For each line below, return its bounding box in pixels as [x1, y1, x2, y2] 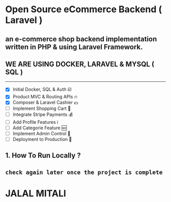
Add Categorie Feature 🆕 [12, 125, 67, 131]
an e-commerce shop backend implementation [5, 35, 157, 43]
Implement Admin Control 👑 [12, 130, 71, 136]
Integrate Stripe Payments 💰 [12, 111, 73, 118]
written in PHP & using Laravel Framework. [5, 42, 144, 51]
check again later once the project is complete [5, 168, 163, 176]
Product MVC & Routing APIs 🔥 [12, 94, 78, 100]
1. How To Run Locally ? [5, 151, 81, 160]
